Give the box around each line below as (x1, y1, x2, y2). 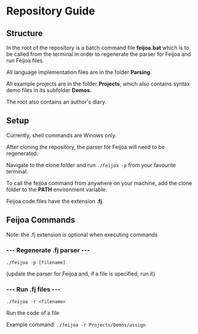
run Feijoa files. (6, 57, 45, 64)
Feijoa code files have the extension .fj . (6, 197, 104, 205)
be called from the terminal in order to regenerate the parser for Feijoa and (6, 51, 191, 58)
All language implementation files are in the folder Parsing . (6, 69, 152, 76)
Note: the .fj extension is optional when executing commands (6, 230, 158, 238)
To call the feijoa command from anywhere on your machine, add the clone (6, 179, 193, 187)
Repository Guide (6, 4, 95, 18)
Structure (6, 28, 43, 39)
